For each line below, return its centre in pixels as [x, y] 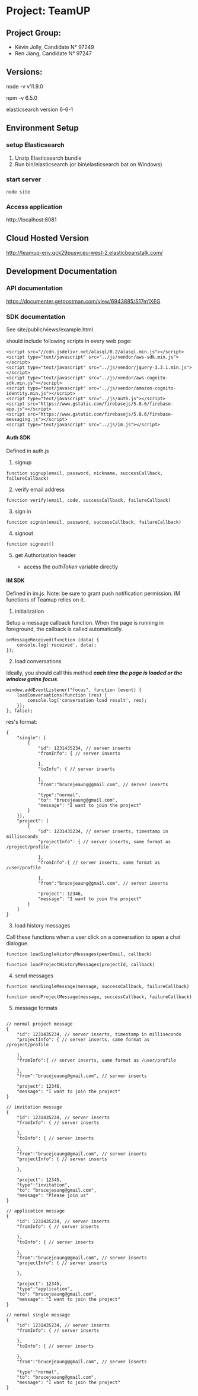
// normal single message [38, 1315]
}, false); [20, 711]
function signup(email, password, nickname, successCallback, [84, 473]
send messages [34, 976]
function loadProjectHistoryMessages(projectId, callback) [81, 965]
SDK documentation [36, 316]
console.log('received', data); [57, 645]
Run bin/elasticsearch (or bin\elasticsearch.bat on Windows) [88, 164]
